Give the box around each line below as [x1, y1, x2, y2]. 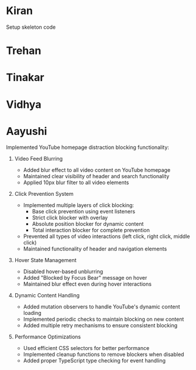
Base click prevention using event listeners [32, 208, 136, 215]
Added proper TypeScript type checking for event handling [23, 357, 166, 364]
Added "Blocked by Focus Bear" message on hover [23, 274, 147, 281]
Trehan [6, 44, 42, 57]
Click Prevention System [14, 191, 74, 198]
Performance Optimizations [14, 333, 81, 341]
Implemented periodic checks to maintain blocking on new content [23, 315, 184, 323]
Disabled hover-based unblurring [23, 268, 104, 275]
